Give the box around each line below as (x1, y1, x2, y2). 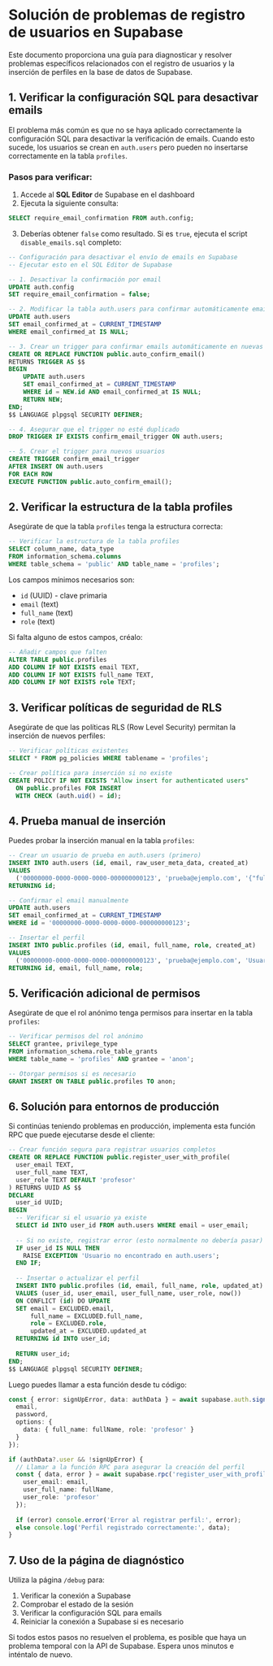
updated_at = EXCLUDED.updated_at (29, 1327, 148, 1335)
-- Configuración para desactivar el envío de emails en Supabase (8, 253, 238, 261)
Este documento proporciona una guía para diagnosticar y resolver (8, 50, 232, 59)
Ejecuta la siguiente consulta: (19, 198, 119, 208)
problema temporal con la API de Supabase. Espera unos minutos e (8, 1641, 234, 1651)
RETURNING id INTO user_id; (15, 1335, 111, 1343)
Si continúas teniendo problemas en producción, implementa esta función (8, 1121, 256, 1131)
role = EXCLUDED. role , (29, 1320, 107, 1328)
